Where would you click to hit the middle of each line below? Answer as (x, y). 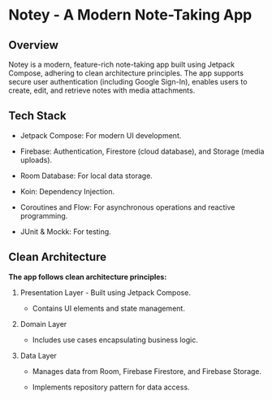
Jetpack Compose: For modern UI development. (101, 135)
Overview (34, 45)
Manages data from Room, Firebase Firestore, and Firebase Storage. (147, 371)
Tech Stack (37, 116)
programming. (44, 215)
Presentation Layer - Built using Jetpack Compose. (105, 292)
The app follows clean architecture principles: (88, 276)
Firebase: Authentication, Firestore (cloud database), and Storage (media (142, 151)
